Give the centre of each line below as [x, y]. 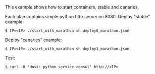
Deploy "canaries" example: [34, 40]
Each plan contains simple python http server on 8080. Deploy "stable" [77, 16]
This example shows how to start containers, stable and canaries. [72, 7]
